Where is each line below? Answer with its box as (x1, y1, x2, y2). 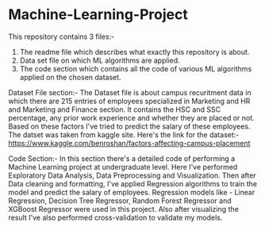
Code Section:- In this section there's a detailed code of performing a (8, 153, 236, 163)
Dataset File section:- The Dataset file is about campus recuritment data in (8, 87, 252, 97)
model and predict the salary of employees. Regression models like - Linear (8, 187, 255, 197)
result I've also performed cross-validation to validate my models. (8, 213, 223, 222)
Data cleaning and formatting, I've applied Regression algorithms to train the (8, 178, 258, 188)
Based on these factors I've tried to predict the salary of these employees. (8, 121, 251, 131)
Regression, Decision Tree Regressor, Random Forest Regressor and (8, 196, 232, 205)
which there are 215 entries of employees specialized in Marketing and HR (8, 96, 251, 105)
